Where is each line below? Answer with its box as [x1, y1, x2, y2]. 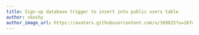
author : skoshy [6, 14, 44, 20]
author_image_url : [6, 20, 52, 26]
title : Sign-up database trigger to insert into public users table [6, 8, 179, 15]
